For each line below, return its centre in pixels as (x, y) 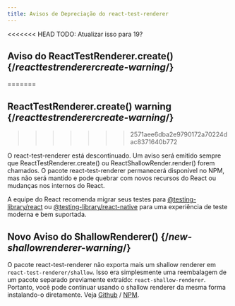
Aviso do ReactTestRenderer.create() (91, 56)
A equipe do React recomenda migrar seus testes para (87, 199)
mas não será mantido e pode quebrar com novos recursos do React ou (112, 178)
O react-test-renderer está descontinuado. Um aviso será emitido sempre (114, 155)
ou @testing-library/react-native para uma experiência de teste (136, 207)
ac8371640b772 (154, 142)
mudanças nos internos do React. (56, 186)
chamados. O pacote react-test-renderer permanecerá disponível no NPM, (116, 171)
